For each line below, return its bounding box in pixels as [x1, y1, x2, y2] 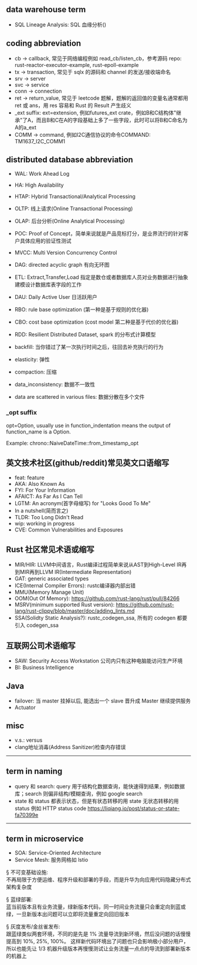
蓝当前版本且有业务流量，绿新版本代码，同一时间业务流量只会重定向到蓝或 [6, 903, 186, 910]
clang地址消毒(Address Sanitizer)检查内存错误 [14, 743, 126, 751]
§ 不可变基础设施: [6, 869, 48, 876]
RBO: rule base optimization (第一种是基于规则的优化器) [14, 306, 149, 313]
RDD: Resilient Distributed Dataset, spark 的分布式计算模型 [14, 331, 157, 338]
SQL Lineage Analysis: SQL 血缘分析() [14, 21, 107, 28]
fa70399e [14, 811, 39, 818]
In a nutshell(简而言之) [14, 507, 69, 514]
